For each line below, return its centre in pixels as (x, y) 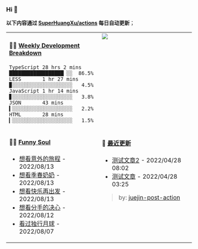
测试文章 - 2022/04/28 (145, 176)
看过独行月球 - (39, 224)
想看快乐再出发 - (42, 191)
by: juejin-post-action (150, 197)
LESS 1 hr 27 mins (44, 79)
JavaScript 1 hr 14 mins (44, 91)
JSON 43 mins (36, 102)
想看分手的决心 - (42, 207)
